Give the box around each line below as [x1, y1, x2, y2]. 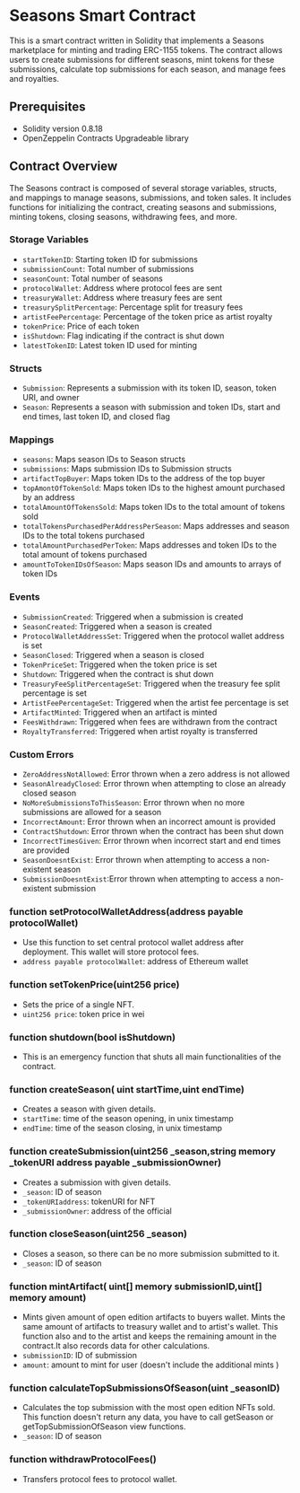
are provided [21, 845, 70, 856]
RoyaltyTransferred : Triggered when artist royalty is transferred [21, 725, 258, 736]
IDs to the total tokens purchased [21, 531, 145, 541]
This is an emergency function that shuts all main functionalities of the [21, 1051, 282, 1062]
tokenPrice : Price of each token [21, 321, 140, 331]
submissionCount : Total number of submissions [21, 263, 194, 274]
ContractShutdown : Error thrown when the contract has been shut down [21, 826, 284, 837]
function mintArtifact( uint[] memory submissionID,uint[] [9, 1280, 262, 1293]
